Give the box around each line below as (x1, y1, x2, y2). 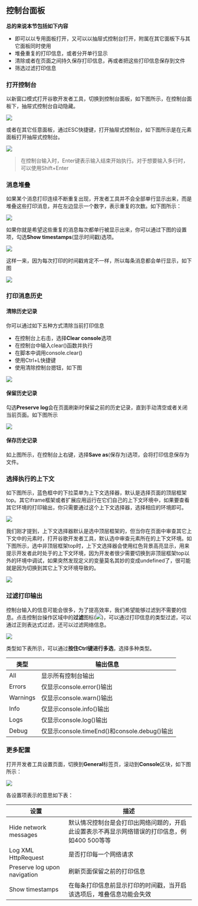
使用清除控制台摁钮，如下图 (14, 364, 82, 371)
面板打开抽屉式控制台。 (6, 133, 63, 140)
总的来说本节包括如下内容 (6, 22, 68, 30)
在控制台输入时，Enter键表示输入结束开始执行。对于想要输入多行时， (20, 157, 189, 164)
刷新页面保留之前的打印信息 (68, 867, 146, 875)
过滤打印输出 (6, 592, 43, 600)
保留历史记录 (6, 390, 37, 397)
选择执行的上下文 (6, 475, 55, 483)
